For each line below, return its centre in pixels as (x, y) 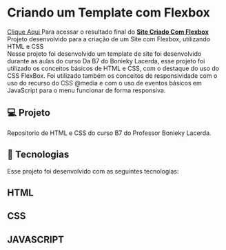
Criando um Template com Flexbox (109, 13)
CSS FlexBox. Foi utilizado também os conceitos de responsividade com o (112, 75)
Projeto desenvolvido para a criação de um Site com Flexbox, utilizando (109, 39)
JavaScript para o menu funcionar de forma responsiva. (86, 90)
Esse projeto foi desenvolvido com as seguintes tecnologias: (93, 171)
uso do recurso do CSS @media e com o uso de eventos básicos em (104, 83)
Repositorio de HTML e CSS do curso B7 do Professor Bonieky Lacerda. (109, 133)
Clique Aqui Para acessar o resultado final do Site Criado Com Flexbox (108, 32)
